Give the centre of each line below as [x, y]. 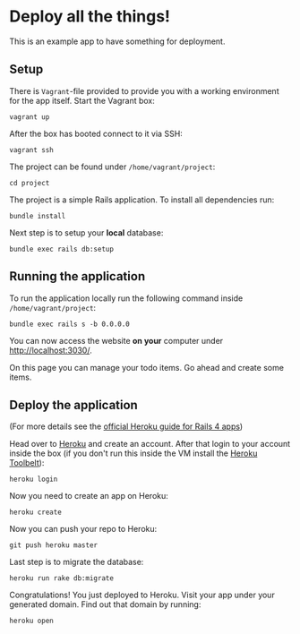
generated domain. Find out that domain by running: [105, 604]
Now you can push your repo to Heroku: [83, 529]
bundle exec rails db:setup [62, 249]
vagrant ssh [31, 150]
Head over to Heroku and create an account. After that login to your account [150, 444]
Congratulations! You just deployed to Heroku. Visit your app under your [142, 595]
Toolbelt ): [27, 463]
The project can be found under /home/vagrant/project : [112, 167]
